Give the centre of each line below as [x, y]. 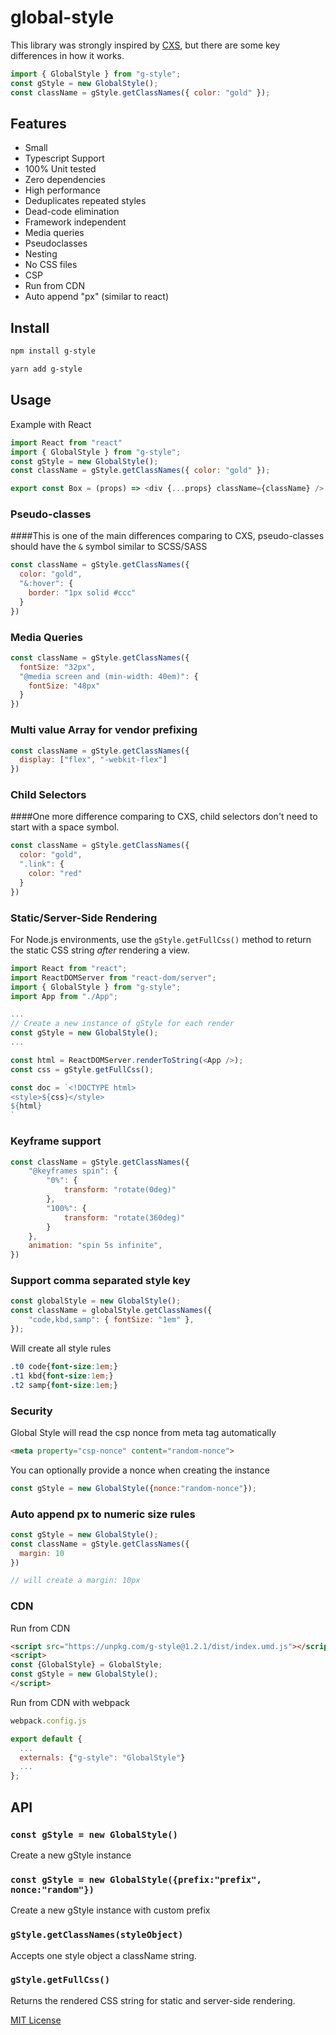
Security [31, 1411]
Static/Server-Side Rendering [84, 918]
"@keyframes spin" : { [73, 1171]
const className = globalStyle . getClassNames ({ [111, 1311]
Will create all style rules [61, 1348]
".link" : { [42, 864]
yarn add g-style [46, 369]
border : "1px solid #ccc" [82, 593]
